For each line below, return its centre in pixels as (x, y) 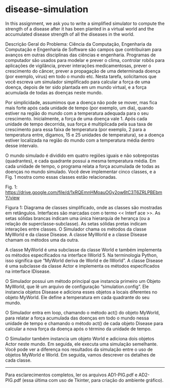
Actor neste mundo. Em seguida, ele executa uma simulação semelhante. (82, 344)
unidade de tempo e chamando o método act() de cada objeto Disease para (84, 323)
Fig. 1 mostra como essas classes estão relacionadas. (61, 177)
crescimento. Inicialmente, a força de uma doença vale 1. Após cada (76, 118)
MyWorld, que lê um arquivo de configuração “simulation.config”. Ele (77, 286)
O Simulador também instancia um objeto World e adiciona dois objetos (80, 338)
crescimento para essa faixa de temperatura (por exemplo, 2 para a (76, 129)
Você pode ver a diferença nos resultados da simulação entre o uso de (79, 349)
